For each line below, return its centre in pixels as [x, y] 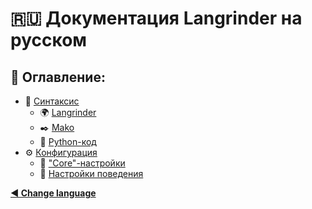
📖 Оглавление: [58, 77]
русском [49, 40]
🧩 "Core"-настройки [82, 163]
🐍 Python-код [68, 141]
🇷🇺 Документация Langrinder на [156, 18]
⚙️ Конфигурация [61, 152]
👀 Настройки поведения [91, 173]
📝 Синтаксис [52, 101]
